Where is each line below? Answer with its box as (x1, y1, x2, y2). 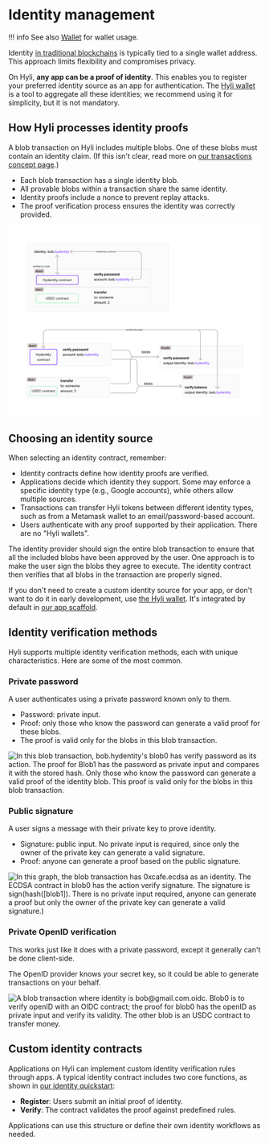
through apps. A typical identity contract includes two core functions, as (8, 1072, 247, 1081)
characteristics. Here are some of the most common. (8, 655, 183, 666)
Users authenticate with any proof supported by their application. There (19, 520, 258, 529)
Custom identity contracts (8, 1042, 143, 1056)
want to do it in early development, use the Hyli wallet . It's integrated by (8, 594, 247, 604)
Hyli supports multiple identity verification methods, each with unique (8, 647, 238, 657)
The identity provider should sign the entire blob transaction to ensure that (8, 544, 255, 554)
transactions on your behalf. (8, 977, 101, 987)
